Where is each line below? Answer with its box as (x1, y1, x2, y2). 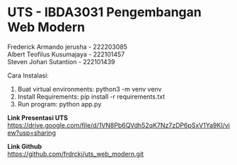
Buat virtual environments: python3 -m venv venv (17, 85, 162, 93)
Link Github (7, 142, 42, 150)
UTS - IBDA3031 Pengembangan (7, 4, 202, 20)
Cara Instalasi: (7, 71, 50, 80)
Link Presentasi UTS (7, 114, 69, 122)
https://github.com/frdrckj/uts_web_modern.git (7, 149, 144, 158)
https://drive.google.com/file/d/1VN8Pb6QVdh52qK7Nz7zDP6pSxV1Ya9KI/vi (7, 121, 230, 129)
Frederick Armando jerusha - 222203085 (7, 42, 128, 51)
